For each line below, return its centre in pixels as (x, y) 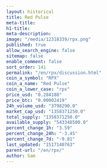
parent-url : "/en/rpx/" (35, 150)
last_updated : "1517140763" (41, 144)
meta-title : (21, 23)
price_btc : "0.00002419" (37, 100)
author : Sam (21, 155)
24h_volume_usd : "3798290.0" (42, 106)
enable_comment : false (34, 61)
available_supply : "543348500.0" (47, 123)
